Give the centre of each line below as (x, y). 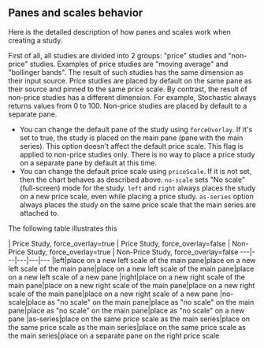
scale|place (27, 302)
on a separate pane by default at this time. (88, 163)
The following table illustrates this (63, 228)
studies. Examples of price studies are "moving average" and (129, 64)
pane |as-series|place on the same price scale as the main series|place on (129, 319)
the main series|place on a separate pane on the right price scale (114, 335)
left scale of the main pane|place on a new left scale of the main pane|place (131, 268)
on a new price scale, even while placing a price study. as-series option (136, 196)
